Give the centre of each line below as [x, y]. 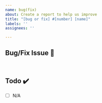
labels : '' [16, 24]
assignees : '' [20, 28]
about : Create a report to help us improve [51, 14]
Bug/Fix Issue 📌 [30, 53]
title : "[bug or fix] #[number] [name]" [48, 19]
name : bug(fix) [21, 10]
